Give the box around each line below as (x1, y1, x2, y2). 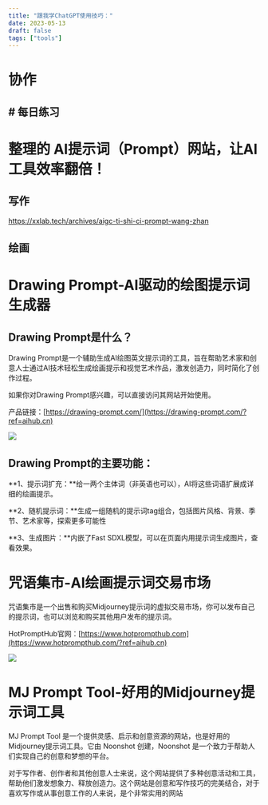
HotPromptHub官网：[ (8, 628, 81, 638)
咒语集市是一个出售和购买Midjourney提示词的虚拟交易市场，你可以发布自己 (8, 601, 255, 612)
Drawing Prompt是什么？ (8, 330, 133, 344)
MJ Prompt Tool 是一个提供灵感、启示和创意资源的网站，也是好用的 (8, 731, 231, 740)
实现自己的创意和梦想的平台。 (14, 751, 113, 760)
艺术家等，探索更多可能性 (22, 516, 106, 526)
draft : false (8, 26, 52, 34)
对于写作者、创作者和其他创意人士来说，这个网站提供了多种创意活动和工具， (8, 768, 260, 778)
